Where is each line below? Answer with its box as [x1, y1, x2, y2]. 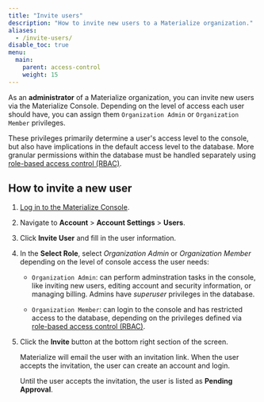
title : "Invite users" [8, 11, 83, 20]
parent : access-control [22, 64, 101, 72]
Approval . [19, 385, 53, 394]
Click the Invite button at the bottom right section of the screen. [19, 337, 228, 346]
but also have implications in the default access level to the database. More [8, 141, 254, 151]
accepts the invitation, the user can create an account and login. [19, 361, 230, 370]
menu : [8, 48, 26, 56]
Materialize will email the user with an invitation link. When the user [19, 353, 239, 362]
